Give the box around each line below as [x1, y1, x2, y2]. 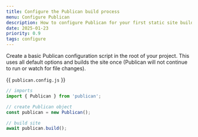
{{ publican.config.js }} [6, 76, 66, 83]
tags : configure [6, 36, 46, 42]
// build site [6, 120, 41, 126]
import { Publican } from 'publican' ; [6, 93, 101, 99]
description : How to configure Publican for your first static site [6, 19, 178, 25]
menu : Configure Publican [6, 14, 70, 20]
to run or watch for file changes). [6, 65, 87, 71]
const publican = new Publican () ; [6, 109, 91, 115]
